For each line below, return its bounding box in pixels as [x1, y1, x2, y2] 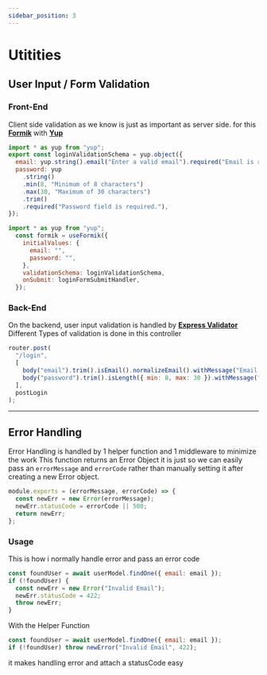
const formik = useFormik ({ [15, 232, 109, 240]
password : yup [15, 166, 62, 174]
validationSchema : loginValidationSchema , [22, 268, 165, 277]
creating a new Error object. [8, 472, 100, 482]
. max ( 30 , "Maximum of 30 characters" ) [22, 188, 151, 196]
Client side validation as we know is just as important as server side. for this [8, 119, 257, 129]
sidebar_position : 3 [8, 11, 77, 20]
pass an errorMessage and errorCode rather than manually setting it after [8, 463, 244, 474]
